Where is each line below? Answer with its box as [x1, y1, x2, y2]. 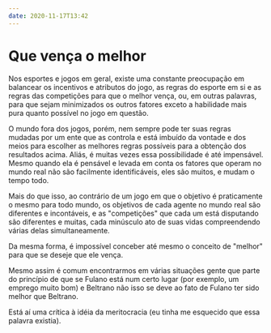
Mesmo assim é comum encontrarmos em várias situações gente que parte [8, 265, 260, 275]
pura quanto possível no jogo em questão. [8, 108, 149, 117]
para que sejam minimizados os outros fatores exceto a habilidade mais [8, 99, 248, 109]
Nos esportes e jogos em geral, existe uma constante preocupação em [8, 74, 245, 83]
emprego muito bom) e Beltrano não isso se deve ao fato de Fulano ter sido [8, 283, 260, 292]
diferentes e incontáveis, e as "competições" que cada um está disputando [8, 208, 259, 218]
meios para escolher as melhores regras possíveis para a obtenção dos [8, 141, 247, 151]
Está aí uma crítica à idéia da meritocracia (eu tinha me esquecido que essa [8, 307, 260, 317]
